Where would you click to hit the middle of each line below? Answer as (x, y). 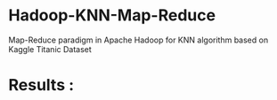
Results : (41, 85)
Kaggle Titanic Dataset (50, 49)
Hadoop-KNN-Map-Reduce (112, 15)
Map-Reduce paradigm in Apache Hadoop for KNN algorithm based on (138, 40)
